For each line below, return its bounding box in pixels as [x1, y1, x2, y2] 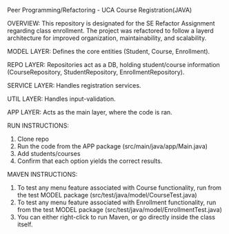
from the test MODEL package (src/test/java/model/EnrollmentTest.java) [17, 206, 223, 213]
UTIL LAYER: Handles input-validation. [7, 95, 116, 103]
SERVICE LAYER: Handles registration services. [7, 81, 141, 89]
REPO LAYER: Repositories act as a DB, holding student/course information [7, 61, 221, 68]
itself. [17, 220, 33, 228]
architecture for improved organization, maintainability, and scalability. [7, 34, 207, 42]
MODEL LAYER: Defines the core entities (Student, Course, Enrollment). [7, 48, 210, 55]
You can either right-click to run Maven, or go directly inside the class [17, 213, 216, 221]
